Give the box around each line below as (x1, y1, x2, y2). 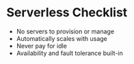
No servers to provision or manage (16, 27, 114, 35)
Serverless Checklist (6, 5, 128, 20)
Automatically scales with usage (16, 34, 107, 42)
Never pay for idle (16, 42, 68, 50)
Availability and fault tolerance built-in (16, 49, 124, 57)
